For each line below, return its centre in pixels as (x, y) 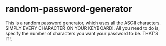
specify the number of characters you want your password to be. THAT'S (82, 33)
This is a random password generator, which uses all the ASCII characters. (83, 23)
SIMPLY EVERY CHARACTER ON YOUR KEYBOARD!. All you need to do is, (82, 28)
